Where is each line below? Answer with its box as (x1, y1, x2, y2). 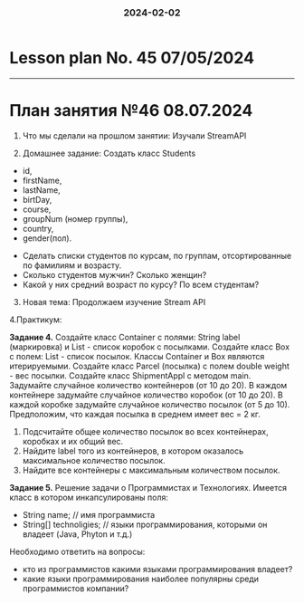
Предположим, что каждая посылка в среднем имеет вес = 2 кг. (9, 408, 261, 419)
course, (22, 204, 52, 215)
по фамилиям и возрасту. (22, 260, 122, 271)
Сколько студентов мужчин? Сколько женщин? (22, 269, 207, 280)
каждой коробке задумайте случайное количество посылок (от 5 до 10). (9, 398, 290, 409)
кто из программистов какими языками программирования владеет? (22, 563, 293, 574)
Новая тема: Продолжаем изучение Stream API (22, 296, 206, 307)
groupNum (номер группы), (22, 213, 128, 224)
